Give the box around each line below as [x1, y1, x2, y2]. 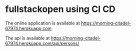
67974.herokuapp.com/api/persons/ [5, 40, 79, 46]
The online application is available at [5, 20, 80, 26]
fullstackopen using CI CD [5, 3, 116, 15]
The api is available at [5, 35, 50, 41]
